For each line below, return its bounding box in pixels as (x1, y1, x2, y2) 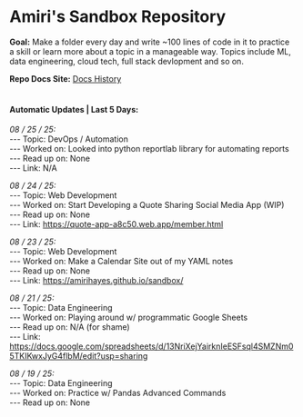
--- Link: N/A (9, 163, 57, 174)
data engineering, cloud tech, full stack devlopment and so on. (9, 55, 244, 66)
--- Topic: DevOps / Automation (9, 134, 129, 144)
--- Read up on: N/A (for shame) (9, 322, 130, 333)
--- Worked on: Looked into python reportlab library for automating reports (9, 144, 289, 154)
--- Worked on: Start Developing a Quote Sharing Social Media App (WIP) (9, 200, 285, 211)
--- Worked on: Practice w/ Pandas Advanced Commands (9, 388, 227, 399)
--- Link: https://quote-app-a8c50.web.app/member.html (9, 219, 224, 230)
